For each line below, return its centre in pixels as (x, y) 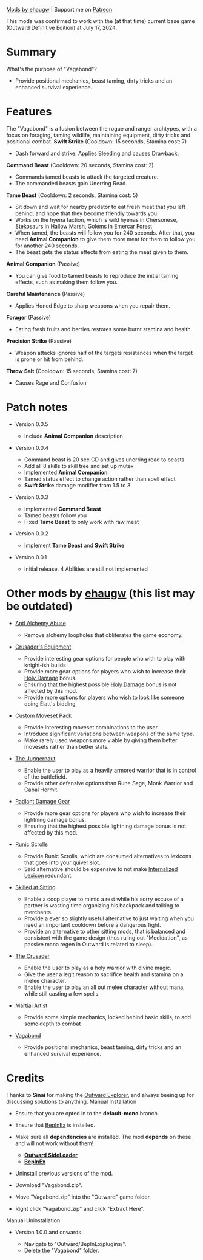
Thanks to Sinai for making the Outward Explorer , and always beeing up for (100, 1095)
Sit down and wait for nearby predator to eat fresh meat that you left (100, 207)
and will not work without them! (54, 1143)
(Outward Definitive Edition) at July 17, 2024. (62, 28)
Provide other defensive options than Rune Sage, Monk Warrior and (108, 783)
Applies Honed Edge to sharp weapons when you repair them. (93, 305)
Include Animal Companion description (73, 436)
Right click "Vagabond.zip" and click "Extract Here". (80, 1208)
